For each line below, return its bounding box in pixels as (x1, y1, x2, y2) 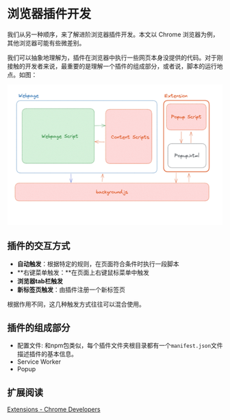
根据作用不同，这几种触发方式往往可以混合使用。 (7, 300, 145, 308)
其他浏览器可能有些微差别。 (7, 38, 86, 47)
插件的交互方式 (7, 240, 71, 252)
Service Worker (16, 358, 62, 366)
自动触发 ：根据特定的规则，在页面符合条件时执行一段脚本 (16, 259, 179, 268)
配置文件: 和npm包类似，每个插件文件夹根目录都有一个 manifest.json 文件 (16, 341, 223, 350)
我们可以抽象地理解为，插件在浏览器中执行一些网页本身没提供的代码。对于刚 (7, 53, 223, 62)
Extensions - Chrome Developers (7, 406, 101, 414)
